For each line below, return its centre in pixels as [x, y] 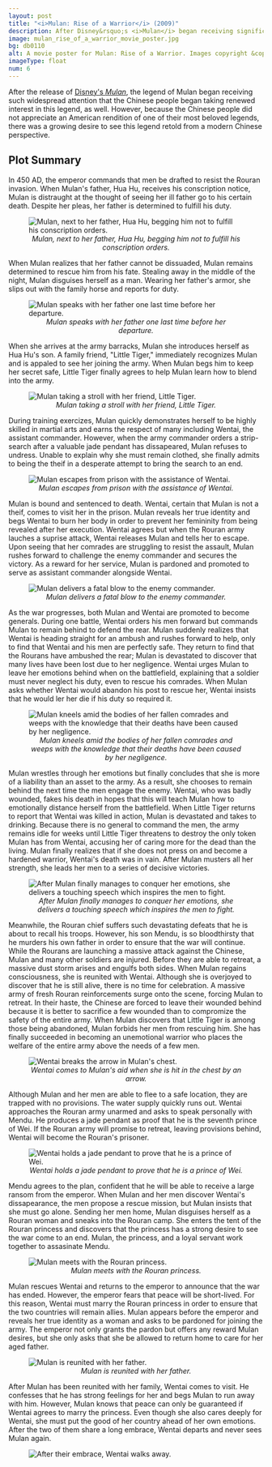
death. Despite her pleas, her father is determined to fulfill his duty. [120, 205]
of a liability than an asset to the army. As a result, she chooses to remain [130, 781]
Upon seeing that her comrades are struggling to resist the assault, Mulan [131, 546]
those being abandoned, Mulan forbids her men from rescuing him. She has [135, 1028]
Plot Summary [45, 160]
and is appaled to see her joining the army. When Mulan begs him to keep [131, 363]
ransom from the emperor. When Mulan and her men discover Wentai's [127, 1194]
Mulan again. [30, 1438]
